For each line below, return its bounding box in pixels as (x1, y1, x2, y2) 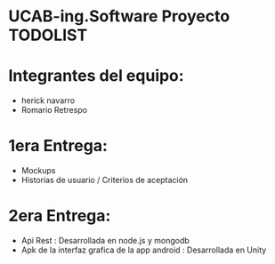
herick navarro (20, 95, 76, 106)
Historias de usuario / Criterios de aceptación (20, 175, 189, 186)
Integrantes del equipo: (8, 66, 184, 86)
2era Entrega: (8, 206, 111, 226)
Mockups (20, 165, 56, 176)
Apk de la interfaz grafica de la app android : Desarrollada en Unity (20, 244, 267, 255)
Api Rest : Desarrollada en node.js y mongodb (20, 236, 190, 245)
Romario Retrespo (20, 105, 88, 116)
